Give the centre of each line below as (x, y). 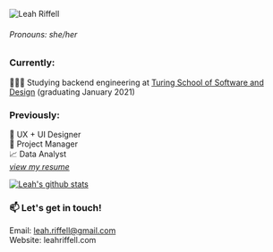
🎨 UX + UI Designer (45, 134)
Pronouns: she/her (43, 34)
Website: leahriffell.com (53, 240)
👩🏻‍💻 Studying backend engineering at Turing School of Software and (136, 82)
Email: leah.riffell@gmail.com (63, 231)
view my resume (39, 166)
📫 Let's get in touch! (55, 207)
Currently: (32, 63)
